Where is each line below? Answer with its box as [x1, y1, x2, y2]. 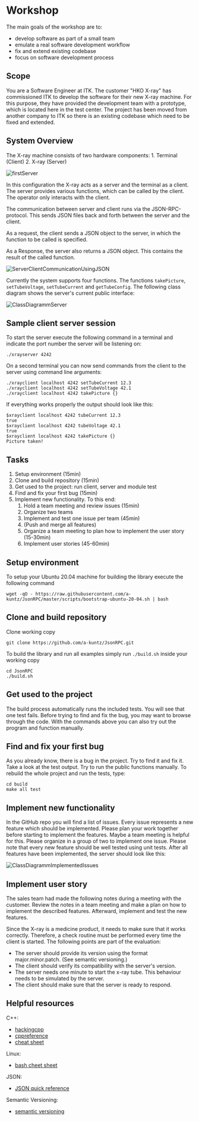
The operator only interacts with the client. [6, 194, 110, 201]
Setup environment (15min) [14, 471, 81, 478]
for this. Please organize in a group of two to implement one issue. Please [6, 837, 187, 845]
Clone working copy [6, 628, 55, 635]
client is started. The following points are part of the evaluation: [6, 938, 162, 945]
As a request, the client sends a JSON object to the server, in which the [6, 229, 181, 236]
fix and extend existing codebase [14, 47, 97, 54]
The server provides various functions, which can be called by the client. [6, 187, 185, 194]
